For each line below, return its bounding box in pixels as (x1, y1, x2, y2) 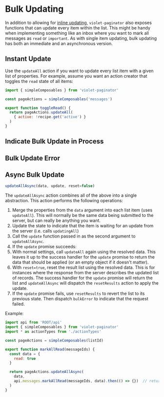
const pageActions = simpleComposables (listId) (5, 338, 104, 343)
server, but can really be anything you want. (12, 217, 101, 224)
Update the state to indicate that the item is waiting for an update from (12, 223, 154, 229)
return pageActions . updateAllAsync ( (9, 370, 84, 374)
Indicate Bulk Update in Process (5, 137, 104, 146)
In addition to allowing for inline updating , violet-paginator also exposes (5, 20, 152, 26)
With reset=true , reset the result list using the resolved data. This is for (12, 265, 155, 270)
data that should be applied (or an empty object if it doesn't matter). (12, 259, 149, 265)
